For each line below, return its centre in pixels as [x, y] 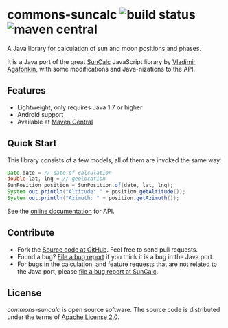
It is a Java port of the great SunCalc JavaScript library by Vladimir [101, 61]
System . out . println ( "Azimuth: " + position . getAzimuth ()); [93, 198]
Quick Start [32, 143]
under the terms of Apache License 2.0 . [64, 317]
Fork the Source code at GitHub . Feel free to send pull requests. [107, 249]
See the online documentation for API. [61, 211]
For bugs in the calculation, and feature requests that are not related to [117, 264]
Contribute [31, 233]
